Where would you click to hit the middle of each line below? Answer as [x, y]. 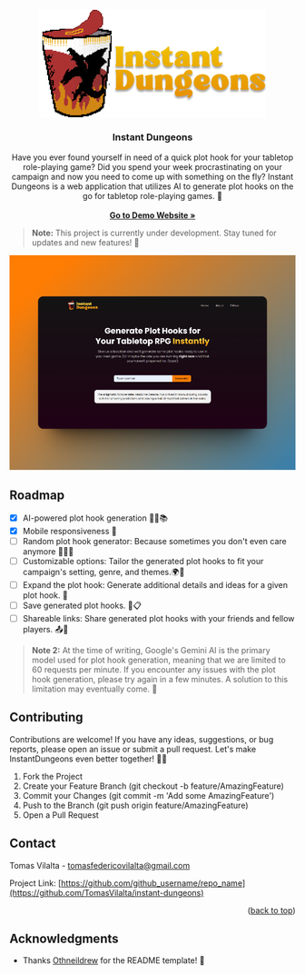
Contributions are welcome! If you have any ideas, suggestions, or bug [142, 739]
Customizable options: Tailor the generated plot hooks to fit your [143, 561]
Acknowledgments [64, 938]
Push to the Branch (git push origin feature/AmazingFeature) [135, 805]
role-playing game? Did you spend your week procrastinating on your [152, 166]
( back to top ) [271, 910]
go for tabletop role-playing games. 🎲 [152, 195]
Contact [33, 844]
